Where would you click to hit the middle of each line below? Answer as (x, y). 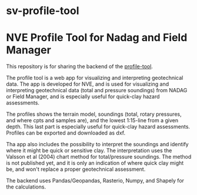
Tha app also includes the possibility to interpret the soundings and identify (98, 144)
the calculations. (26, 187)
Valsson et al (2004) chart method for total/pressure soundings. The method (99, 157)
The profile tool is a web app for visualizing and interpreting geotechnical (95, 78)
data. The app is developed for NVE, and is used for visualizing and (88, 84)
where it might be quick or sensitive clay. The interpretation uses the (89, 150)
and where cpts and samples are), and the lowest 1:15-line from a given (92, 120)
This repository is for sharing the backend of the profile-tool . (79, 66)
